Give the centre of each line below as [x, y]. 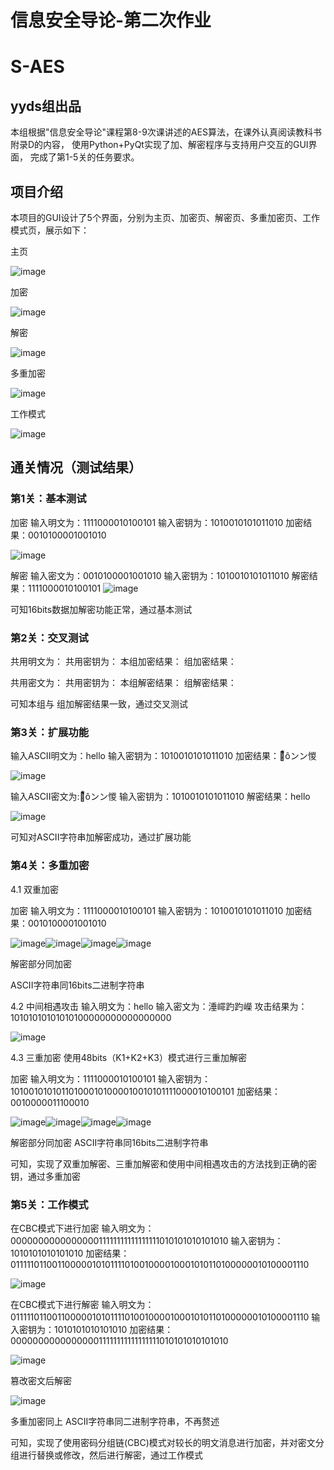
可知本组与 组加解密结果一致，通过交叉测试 [99, 703]
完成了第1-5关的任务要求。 [84, 157]
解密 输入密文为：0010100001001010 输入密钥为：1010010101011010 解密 [160, 575]
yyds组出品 [46, 106]
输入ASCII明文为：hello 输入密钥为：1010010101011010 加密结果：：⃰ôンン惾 [163, 756]
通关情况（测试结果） [76, 467]
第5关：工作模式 [49, 1204]
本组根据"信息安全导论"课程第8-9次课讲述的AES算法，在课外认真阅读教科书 [166, 132]
